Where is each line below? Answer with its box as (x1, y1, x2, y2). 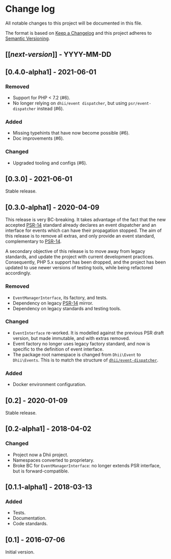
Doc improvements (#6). (12, 135, 64, 141)
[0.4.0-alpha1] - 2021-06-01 (5, 68, 96, 76)
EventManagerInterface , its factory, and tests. (12, 294, 108, 300)
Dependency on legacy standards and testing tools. (12, 305, 121, 311)
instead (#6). (37, 105, 64, 112)
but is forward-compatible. (12, 468, 69, 474)
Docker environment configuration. (12, 381, 87, 388)
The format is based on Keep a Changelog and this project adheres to (5, 30, 152, 36)
